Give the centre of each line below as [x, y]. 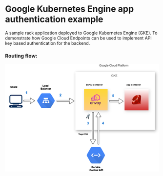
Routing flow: [21, 56]
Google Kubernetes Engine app [70, 9]
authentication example [54, 19]
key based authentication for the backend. [48, 43]
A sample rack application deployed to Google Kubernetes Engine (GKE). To [81, 33]
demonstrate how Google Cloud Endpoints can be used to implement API [79, 38]
